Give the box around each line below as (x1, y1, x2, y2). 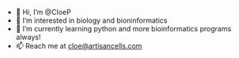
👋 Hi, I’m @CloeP (15, 8, 71, 16)
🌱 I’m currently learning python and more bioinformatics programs (15, 24, 232, 33)
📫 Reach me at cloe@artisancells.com (15, 42, 142, 50)
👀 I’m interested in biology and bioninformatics (15, 16, 168, 25)
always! (15, 32, 41, 42)
